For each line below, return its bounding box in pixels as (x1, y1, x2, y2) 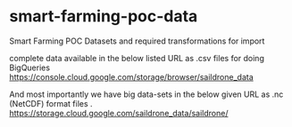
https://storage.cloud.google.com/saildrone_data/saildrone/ (9, 107, 229, 118)
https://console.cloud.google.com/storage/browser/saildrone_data (9, 71, 254, 82)
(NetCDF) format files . (9, 98, 93, 108)
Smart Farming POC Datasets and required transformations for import (9, 36, 265, 46)
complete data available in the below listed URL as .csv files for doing (9, 52, 265, 63)
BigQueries (9, 62, 51, 73)
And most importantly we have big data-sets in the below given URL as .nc (9, 89, 284, 99)
